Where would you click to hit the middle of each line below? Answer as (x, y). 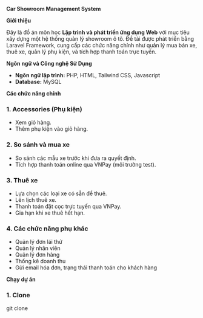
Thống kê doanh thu (40, 261)
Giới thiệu (19, 20)
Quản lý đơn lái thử (38, 242)
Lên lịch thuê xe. (35, 199)
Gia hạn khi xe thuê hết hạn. (50, 213)
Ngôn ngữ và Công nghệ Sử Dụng (49, 64)
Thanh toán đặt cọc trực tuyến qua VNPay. (68, 206)
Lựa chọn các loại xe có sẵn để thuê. (61, 193)
